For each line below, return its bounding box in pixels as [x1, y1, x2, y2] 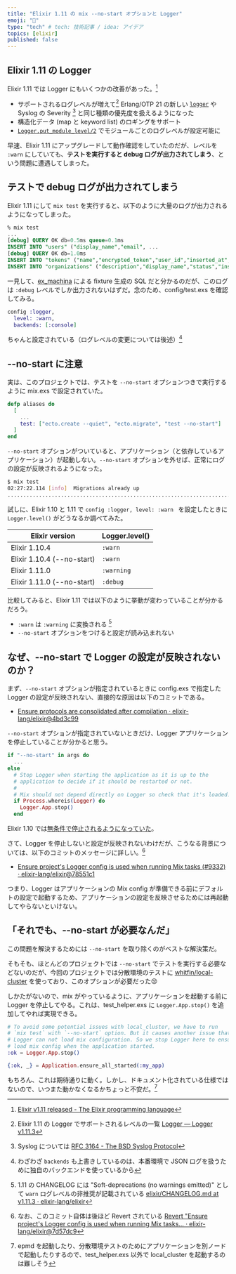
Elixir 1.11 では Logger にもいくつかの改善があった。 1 [7, 83, 158, 93]
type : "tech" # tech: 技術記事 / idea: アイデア [7, 23, 144, 30]
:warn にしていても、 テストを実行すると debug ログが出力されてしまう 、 [7, 150, 218, 158]
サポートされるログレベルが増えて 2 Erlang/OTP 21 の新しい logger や [17, 98, 217, 108]
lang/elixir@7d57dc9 [17, 1227, 77, 1236]
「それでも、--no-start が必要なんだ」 [7, 924, 175, 936]
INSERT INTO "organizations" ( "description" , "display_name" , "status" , [7, 263, 218, 270]
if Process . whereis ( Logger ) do [13, 798, 105, 805]
